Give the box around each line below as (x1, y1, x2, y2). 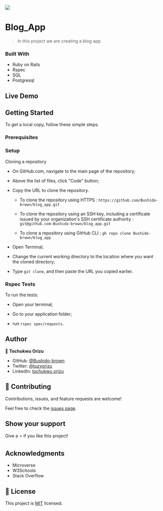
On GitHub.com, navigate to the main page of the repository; (12, 168, 136, 174)
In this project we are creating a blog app (17, 38, 101, 44)
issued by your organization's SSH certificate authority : (19, 216, 134, 222)
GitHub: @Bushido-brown (12, 358, 65, 364)
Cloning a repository (5, 158, 47, 164)
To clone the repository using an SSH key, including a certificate (19, 211, 151, 217)
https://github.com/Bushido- (98, 198, 159, 203)
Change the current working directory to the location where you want (12, 253, 154, 259)
